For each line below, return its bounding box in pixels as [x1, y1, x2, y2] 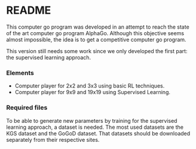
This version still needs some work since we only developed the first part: [6, 47, 188, 54]
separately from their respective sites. [6, 136, 100, 143]
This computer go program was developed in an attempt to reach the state [6, 23, 189, 30]
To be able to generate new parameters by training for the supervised [6, 117, 177, 124]
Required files [6, 104, 48, 112]
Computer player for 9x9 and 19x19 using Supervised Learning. [14, 89, 170, 96]
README [6, 4, 51, 17]
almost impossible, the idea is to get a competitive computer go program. [6, 36, 186, 43]
